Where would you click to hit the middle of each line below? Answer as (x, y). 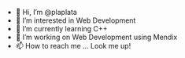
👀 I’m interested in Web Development (76, 20)
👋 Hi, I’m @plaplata (46, 12)
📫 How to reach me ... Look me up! (73, 46)
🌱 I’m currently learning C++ (61, 29)
